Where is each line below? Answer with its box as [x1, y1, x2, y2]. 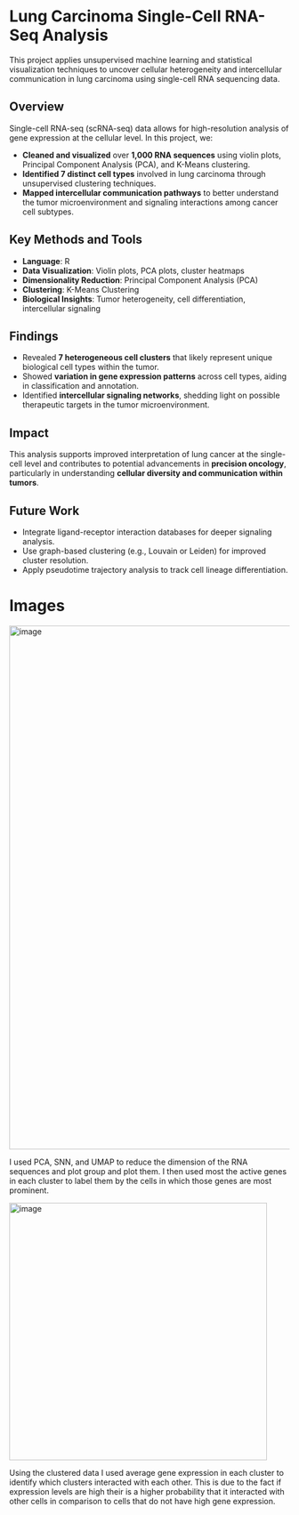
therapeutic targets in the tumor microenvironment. [21, 399, 210, 410]
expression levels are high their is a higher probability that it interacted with [9, 1486, 285, 1496]
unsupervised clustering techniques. [21, 178, 157, 189]
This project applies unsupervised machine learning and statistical [9, 54, 253, 65]
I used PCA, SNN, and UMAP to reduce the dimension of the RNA [9, 1156, 248, 1167]
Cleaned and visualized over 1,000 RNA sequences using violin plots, [21, 149, 282, 160]
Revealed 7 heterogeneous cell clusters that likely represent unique [21, 352, 273, 363]
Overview [9, 100, 65, 115]
